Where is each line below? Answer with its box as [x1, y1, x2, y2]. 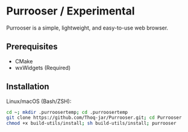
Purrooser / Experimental [6, 4, 135, 18]
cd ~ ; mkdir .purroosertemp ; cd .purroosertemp [6, 109, 128, 115]
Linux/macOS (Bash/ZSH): [6, 98, 72, 105]
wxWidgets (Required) [14, 64, 71, 71]
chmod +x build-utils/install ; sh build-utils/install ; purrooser [6, 121, 177, 127]
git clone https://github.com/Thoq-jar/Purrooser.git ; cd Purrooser [6, 115, 182, 121]
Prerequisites [6, 42, 58, 52]
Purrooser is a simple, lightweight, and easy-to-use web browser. [6, 24, 169, 31]
